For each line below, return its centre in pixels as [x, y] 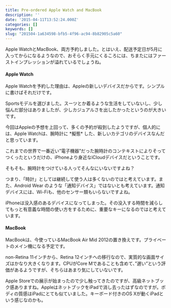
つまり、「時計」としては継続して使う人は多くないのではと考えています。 [82, 179]
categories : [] [22, 24]
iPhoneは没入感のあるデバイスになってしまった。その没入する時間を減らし [84, 203]
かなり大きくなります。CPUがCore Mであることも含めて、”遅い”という [88, 264]
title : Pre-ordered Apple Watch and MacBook [54, 10]
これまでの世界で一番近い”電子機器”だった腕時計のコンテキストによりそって [85, 151]
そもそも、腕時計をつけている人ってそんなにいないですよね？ [70, 168]
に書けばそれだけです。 [30, 92]
